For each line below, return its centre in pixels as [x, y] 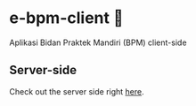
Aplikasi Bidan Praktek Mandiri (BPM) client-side [98, 42]
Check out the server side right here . [77, 91]
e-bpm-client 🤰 [66, 18]
